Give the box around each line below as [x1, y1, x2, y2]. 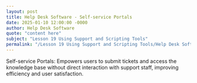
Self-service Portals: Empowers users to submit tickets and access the [6, 57, 177, 65]
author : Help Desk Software [6, 25, 75, 31]
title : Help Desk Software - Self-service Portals [6, 14, 133, 20]
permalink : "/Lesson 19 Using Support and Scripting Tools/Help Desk [6, 42, 180, 48]
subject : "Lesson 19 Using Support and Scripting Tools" [6, 36, 148, 42]
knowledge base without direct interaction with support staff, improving [6, 64, 179, 71]
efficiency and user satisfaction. [6, 70, 84, 77]
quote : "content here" [6, 31, 62, 36]
